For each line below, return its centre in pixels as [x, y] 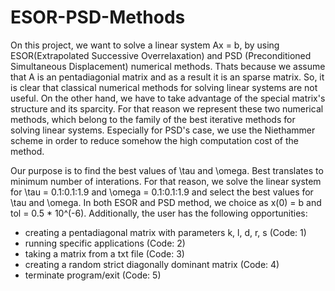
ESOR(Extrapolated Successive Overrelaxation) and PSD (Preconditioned [161, 55]
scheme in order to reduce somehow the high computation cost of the [154, 140]
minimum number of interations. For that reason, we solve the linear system [166, 181]
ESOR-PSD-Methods [98, 17]
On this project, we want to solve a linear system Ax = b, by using [145, 45]
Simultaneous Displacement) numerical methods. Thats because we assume [168, 66]
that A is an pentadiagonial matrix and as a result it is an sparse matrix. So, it [167, 77]
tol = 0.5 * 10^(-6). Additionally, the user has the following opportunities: [159, 213]
